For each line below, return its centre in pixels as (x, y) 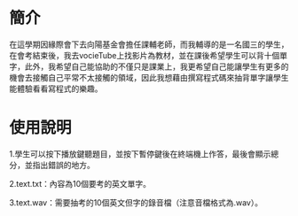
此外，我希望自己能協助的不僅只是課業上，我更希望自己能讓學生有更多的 (157, 66)
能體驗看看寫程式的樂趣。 (56, 89)
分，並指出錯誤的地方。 (52, 165)
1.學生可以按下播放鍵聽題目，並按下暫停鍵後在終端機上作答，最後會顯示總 (144, 154)
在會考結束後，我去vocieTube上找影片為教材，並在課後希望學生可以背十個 (145, 55)
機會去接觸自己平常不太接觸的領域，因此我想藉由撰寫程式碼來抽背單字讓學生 (149, 77)
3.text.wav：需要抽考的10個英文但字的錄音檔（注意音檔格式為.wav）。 (136, 202)
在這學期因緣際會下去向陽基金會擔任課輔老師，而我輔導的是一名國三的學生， (149, 44)
